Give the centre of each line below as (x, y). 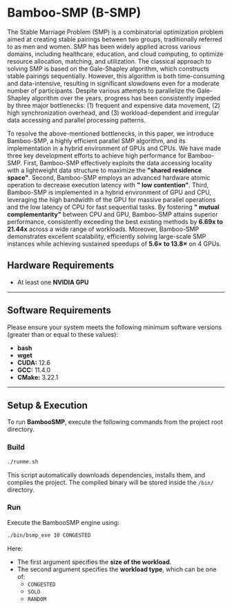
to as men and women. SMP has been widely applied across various (104, 46)
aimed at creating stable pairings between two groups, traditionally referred (115, 39)
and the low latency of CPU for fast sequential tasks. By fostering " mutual (113, 207)
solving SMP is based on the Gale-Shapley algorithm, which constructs (108, 68)
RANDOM (37, 599)
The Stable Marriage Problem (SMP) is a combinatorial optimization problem (115, 32)
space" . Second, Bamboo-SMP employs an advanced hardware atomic (109, 177)
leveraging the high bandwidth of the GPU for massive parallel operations (112, 199)
